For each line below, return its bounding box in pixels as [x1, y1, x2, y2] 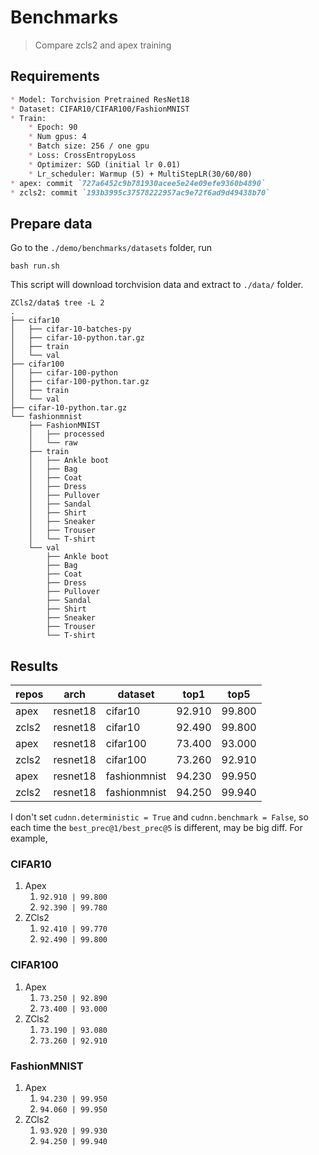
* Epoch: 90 [28, 122, 78, 133]
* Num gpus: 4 [28, 132, 87, 142]
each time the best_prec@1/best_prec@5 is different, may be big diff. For [10, 822, 303, 833]
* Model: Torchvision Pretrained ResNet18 [10, 94, 190, 105]
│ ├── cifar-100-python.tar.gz [10, 377, 150, 387]
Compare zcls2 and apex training [34, 39, 172, 51]
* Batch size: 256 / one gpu [28, 141, 150, 151]
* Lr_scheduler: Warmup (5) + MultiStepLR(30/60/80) [28, 169, 253, 179]
